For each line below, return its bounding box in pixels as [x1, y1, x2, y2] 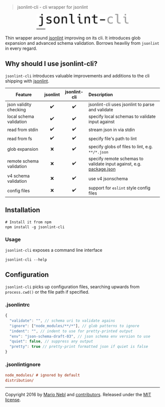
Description [88, 91, 113, 98]
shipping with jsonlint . [5, 78, 50, 84]
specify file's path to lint [88, 136, 137, 141]
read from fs [7, 136, 32, 141]
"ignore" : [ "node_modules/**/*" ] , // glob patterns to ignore [9, 323, 139, 328]
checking [7, 106, 26, 112]
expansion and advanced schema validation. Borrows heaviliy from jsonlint [5, 40, 160, 46]
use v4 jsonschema [88, 175, 128, 181]
